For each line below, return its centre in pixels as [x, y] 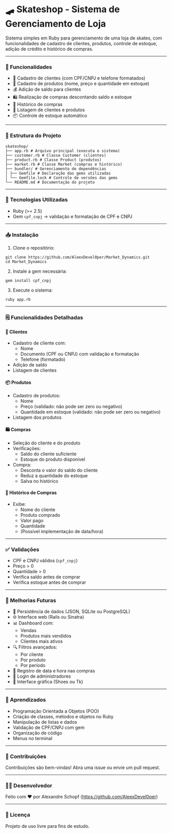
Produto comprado [40, 515]
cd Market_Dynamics [26, 262]
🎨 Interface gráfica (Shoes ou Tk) [48, 682]
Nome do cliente [38, 510]
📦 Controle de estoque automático [50, 116]
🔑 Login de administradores [42, 676]
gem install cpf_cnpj [28, 281]
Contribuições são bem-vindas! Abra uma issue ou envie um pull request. [83, 768]
